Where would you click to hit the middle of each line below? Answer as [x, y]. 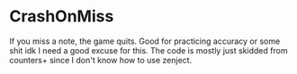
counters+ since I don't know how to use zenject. [101, 60]
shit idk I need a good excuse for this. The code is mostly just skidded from [148, 50]
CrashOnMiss [62, 16]
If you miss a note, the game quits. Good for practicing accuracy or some [145, 41]
